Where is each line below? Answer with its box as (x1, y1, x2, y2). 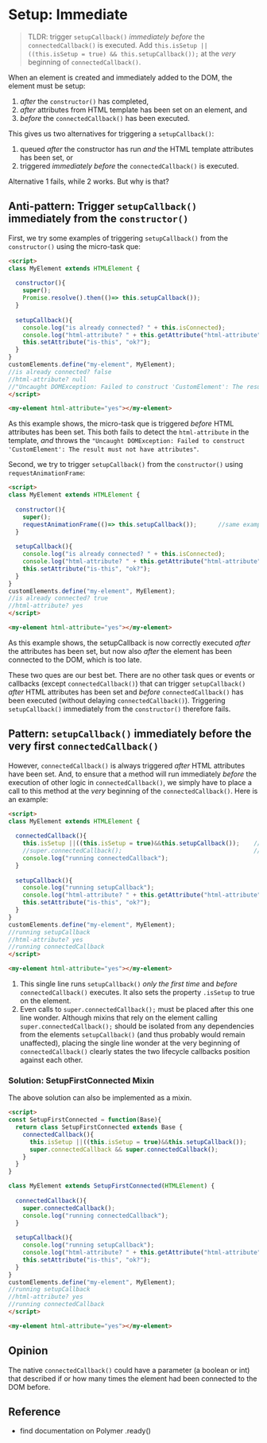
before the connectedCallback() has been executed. (19, 113, 191, 123)
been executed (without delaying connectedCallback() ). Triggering (8, 695, 226, 705)
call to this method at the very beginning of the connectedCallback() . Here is (8, 786, 258, 795)
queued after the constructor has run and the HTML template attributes (19, 144, 254, 154)
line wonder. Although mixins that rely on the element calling (19, 1013, 219, 1023)
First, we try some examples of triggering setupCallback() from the (8, 233, 229, 243)
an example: (8, 794, 48, 804)
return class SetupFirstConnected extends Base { (15, 1123, 183, 1131)
